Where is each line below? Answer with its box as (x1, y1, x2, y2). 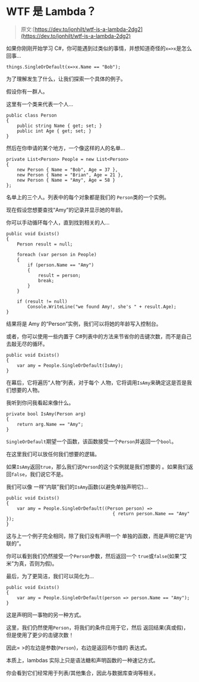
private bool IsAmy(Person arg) (6, 411, 86, 417)
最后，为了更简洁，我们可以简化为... (6, 572, 94, 580)
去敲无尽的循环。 (6, 340, 48, 347)
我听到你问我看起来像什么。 (6, 399, 74, 406)
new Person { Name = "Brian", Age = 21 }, (17, 172, 124, 178)
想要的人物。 (11, 386, 43, 393)
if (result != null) (17, 298, 68, 304)
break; (37, 278, 55, 284)
